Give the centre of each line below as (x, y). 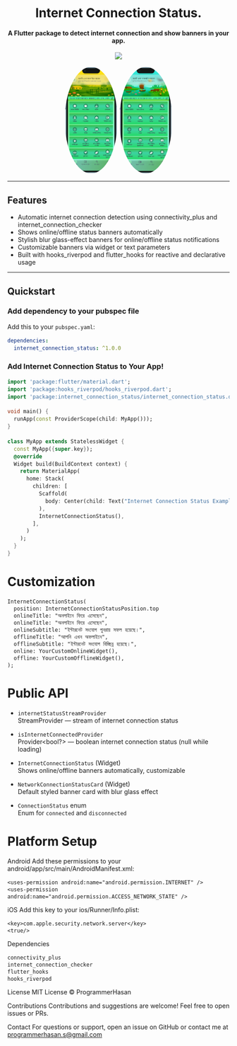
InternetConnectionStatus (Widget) (69, 763)
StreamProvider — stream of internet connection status (98, 720)
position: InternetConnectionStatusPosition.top (86, 609)
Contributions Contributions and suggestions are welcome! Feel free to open (119, 1006)
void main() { (28, 412)
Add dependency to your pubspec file (73, 311)
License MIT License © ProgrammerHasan (69, 992)
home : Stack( (45, 479)
